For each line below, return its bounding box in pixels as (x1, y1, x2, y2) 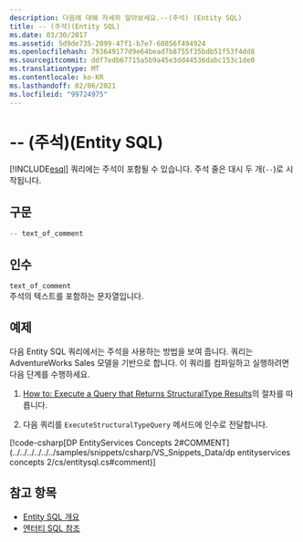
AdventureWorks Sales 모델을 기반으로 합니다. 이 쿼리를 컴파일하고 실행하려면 (9, 357, 290, 368)
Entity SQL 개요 (22, 511, 80, 522)
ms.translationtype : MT (9, 65, 100, 74)
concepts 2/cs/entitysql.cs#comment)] (9, 456, 157, 467)
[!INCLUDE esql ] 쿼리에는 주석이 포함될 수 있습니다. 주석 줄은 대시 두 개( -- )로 (9, 163, 285, 174)
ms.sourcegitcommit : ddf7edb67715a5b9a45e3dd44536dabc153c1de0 (9, 56, 256, 65)
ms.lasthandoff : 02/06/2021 (9, 81, 117, 90)
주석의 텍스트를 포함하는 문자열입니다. (9, 290, 144, 301)
